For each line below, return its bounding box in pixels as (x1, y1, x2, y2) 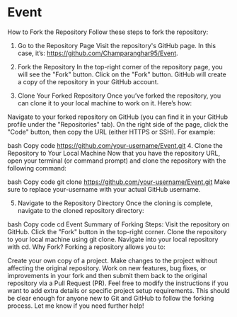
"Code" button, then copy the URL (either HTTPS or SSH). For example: (7, 127, 216, 136)
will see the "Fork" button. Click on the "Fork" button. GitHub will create (17, 70, 226, 79)
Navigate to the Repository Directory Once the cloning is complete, (17, 199, 214, 207)
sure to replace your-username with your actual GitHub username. (7, 185, 201, 193)
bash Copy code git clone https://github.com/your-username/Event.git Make (7, 178, 231, 186)
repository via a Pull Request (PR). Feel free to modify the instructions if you (7, 279, 229, 287)
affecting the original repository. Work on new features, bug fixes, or (7, 263, 207, 272)
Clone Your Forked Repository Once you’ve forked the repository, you (17, 91, 221, 100)
